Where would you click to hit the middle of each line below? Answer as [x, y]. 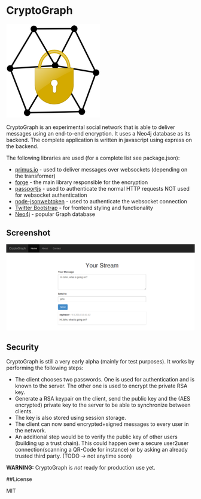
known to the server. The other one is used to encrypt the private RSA [101, 386]
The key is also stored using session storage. [71, 418]
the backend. [22, 146]
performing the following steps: [45, 368]
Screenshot [28, 233]
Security [22, 347]
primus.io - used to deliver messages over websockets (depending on [101, 169]
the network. [31, 431]
